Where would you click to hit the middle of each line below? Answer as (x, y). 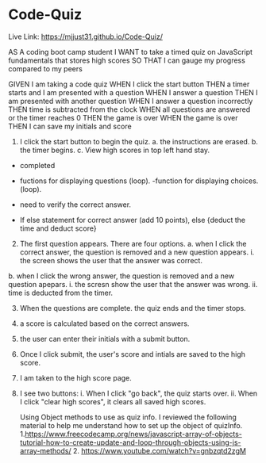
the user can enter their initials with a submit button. (105, 339)
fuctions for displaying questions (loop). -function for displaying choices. (139, 181)
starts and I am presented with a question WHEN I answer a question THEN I (133, 92)
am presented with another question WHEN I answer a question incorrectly (131, 101)
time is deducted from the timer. (61, 293)
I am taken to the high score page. (76, 377)
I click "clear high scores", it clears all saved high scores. (113, 401)
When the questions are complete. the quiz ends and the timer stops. (133, 308)
